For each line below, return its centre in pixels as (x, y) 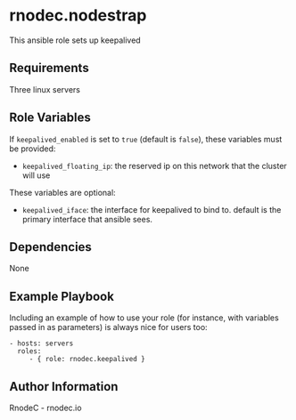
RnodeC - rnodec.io (45, 408)
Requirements (49, 68)
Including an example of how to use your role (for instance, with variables (144, 318)
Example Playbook (62, 296)
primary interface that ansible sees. (87, 219)
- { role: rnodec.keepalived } (87, 359)
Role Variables (50, 118)
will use (36, 175)
